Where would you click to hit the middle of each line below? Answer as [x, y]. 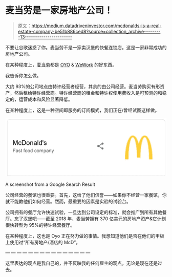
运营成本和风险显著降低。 [46, 99]
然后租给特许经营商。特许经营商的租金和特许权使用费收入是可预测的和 [88, 93]
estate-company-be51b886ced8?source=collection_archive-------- [89, 31]
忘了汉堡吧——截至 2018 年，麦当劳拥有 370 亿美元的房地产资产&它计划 [90, 219]
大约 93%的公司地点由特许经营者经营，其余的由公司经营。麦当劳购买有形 [83, 86]
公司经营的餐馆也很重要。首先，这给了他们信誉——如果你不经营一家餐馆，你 [86, 195]
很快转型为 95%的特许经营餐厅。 [40, 225]
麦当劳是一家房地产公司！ [59, 10]
